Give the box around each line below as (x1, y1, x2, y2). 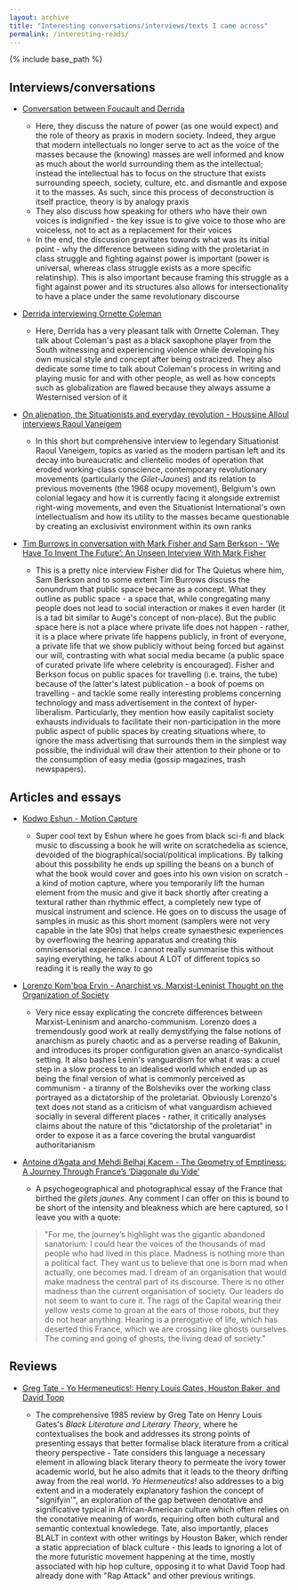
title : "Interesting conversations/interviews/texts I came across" (9, 21, 269, 30)
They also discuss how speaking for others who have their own (35, 206, 268, 216)
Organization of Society (21, 990, 109, 1000)
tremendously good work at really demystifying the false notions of (35, 1026, 282, 1036)
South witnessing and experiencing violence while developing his (35, 345, 276, 355)
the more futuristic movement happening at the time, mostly (35, 1551, 255, 1561)
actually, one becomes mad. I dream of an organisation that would (44, 1267, 287, 1277)
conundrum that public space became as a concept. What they (35, 584, 267, 595)
